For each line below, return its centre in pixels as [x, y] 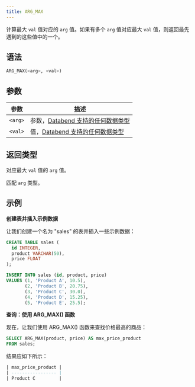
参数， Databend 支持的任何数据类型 [80, 121]
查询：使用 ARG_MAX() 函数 [41, 315]
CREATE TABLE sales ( [33, 242]
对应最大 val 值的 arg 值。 [38, 170]
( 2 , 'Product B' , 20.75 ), [56, 286]
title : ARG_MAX [25, 12]
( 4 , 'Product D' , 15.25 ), [56, 297]
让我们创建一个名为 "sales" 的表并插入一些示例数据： [71, 231]
